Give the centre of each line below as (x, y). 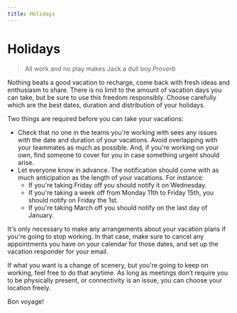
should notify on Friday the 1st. (73, 200)
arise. (26, 162)
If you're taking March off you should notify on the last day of (118, 207)
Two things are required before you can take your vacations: (95, 118)
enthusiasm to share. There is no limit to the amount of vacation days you (115, 90)
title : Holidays (31, 14)
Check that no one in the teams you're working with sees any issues (117, 132)
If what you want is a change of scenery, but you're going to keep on (108, 265)
